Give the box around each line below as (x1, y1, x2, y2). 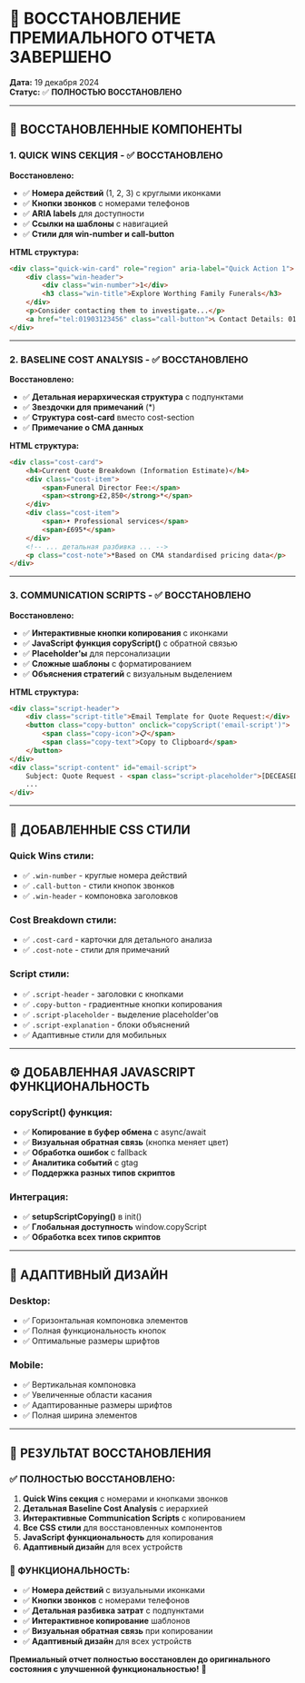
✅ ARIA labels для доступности (22, 208, 145, 219)
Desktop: (9, 1294, 51, 1307)
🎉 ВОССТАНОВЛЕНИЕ (9, 8, 182, 29)
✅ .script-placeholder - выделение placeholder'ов (22, 1008, 220, 1020)
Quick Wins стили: (9, 849, 94, 862)
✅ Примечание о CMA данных (22, 421, 143, 432)
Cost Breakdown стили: (9, 913, 117, 926)
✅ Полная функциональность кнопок (22, 1325, 166, 1336)
